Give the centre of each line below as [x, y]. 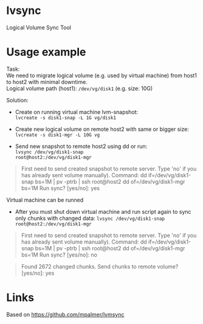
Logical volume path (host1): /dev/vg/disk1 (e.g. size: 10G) [80, 88]
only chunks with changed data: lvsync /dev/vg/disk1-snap [90, 218]
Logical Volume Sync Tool [39, 27]
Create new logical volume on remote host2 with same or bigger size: [102, 129]
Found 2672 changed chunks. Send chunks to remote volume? [100, 266]
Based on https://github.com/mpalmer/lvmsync [65, 314]
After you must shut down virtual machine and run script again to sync [103, 211]
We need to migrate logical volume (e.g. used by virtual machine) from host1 [102, 75]
